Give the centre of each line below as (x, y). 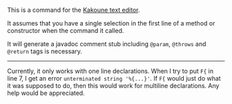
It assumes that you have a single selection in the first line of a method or (111, 23)
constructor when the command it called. (66, 31)
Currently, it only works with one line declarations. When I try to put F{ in (110, 71)
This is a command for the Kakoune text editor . (74, 10)
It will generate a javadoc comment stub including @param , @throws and (107, 44)
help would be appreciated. (46, 93)
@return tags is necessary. (45, 51)
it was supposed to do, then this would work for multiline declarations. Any (113, 86)
